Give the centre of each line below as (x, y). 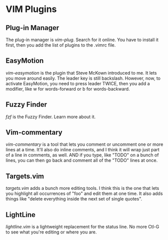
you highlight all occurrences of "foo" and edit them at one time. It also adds (84, 193)
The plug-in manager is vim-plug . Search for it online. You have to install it (82, 40)
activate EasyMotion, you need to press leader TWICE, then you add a (78, 83)
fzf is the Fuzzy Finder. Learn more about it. (51, 117)
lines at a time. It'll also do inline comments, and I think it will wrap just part (82, 150)
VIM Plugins (31, 9)
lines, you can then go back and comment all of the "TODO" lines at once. (82, 160)
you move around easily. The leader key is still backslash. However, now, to (83, 78)
